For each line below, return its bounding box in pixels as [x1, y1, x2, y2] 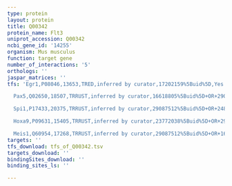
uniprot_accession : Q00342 [7, 36, 85, 43]
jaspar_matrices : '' [7, 74, 67, 81]
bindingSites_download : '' [7, 156, 85, 163]
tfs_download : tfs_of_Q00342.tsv [7, 143, 104, 150]
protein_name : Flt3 [7, 29, 64, 37]
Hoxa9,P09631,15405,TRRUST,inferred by [13, 118, 128, 125]
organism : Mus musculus [7, 49, 76, 56]
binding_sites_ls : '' [7, 163, 70, 169]
